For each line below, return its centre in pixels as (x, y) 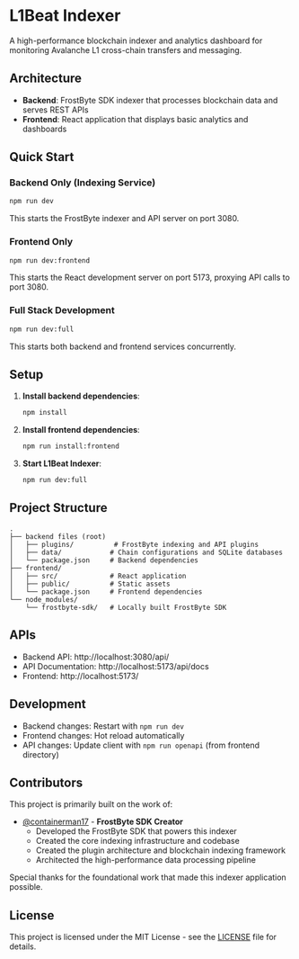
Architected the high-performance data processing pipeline (145, 860)
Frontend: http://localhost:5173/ (80, 676)
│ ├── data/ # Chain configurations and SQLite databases (146, 552)
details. (23, 946)
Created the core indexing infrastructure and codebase (137, 841)
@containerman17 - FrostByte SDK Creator (103, 822)
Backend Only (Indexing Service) (83, 183)
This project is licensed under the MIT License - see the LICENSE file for (143, 937)
